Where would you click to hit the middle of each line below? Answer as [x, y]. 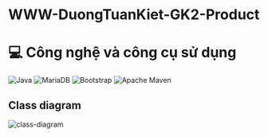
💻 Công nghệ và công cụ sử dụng [122, 53]
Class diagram [45, 105]
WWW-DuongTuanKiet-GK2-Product [134, 15]
